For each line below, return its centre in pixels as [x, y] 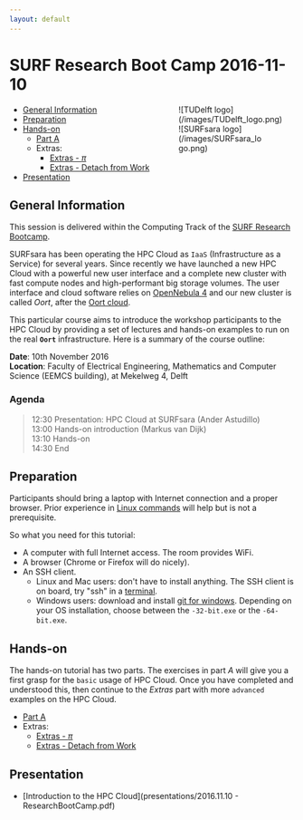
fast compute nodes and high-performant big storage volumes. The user [145, 283]
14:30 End [50, 448]
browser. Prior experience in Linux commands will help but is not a [133, 508]
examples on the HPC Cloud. [63, 699]
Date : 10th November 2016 [59, 357]
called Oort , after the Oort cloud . [70, 303]
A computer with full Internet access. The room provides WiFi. [138, 553]
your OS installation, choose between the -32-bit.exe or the [148, 611]
